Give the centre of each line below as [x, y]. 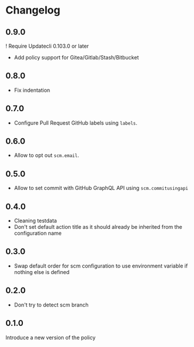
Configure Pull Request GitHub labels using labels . [76, 123]
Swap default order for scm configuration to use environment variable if [101, 266]
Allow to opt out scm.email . [46, 155]
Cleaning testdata [35, 221]
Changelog [33, 10]
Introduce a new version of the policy [51, 337]
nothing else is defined [42, 272]
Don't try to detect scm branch [51, 305]
